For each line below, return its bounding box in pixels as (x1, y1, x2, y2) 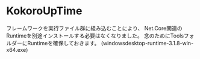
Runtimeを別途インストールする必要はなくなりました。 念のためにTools (6, 32, 184, 39)
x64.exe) (6, 46, 28, 53)
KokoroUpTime (6, 4, 83, 18)
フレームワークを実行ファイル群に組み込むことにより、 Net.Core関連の (6, 24, 183, 32)
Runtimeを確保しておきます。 (27, 39, 100, 46)
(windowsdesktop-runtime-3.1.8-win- (101, 39, 194, 46)
